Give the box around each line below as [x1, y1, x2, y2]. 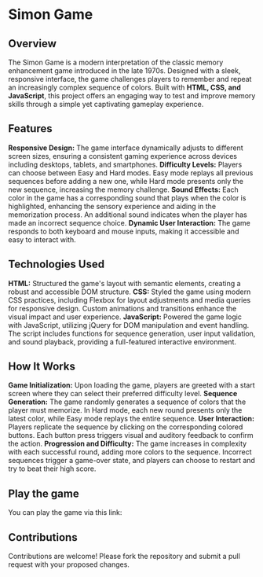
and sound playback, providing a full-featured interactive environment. [8, 336, 237, 347]
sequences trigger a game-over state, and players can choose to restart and [8, 456, 255, 465]
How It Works [8, 360, 76, 373]
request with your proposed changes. [8, 560, 130, 569]
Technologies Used [8, 258, 104, 271]
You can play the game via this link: [8, 508, 122, 517]
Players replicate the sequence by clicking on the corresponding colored [8, 422, 243, 432]
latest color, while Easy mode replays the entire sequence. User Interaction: [8, 414, 255, 424]
